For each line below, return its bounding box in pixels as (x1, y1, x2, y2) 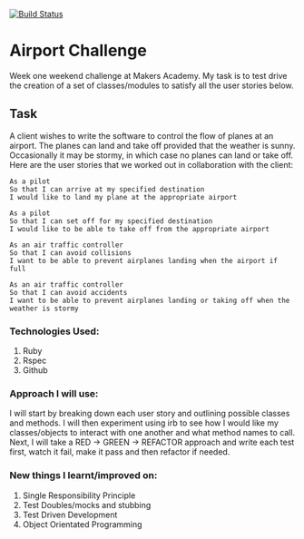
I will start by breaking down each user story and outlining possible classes (9, 408, 290, 419)
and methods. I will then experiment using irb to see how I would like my (9, 417, 279, 428)
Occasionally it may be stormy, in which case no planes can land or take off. (9, 150, 293, 161)
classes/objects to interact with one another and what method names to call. (9, 427, 296, 438)
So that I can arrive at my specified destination (9, 184, 205, 194)
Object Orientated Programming (22, 518, 142, 530)
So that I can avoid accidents (9, 288, 128, 297)
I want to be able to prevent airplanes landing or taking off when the (9, 296, 290, 305)
